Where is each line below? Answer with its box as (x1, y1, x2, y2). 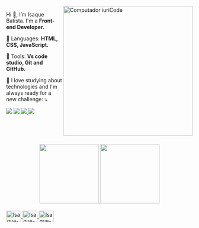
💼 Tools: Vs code (6, 53, 48, 60)
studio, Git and (6, 59, 43, 66)
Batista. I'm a (6, 17, 38, 24)
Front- (38, 17, 55, 24)
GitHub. (6, 65, 26, 72)
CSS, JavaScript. (6, 41, 49, 48)
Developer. (17, 24, 44, 30)
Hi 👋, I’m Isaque (6, 11, 44, 18)
